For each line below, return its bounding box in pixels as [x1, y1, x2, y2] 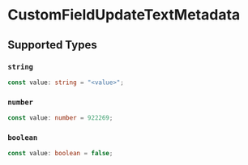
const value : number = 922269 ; [7, 114, 113, 122]
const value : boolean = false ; [7, 150, 113, 158]
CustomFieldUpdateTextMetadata [7, 6, 241, 24]
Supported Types [7, 38, 98, 52]
